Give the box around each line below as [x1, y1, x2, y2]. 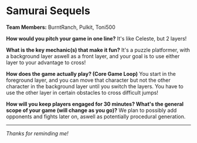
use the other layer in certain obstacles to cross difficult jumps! [6, 89, 158, 96]
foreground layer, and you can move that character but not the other [6, 77, 171, 84]
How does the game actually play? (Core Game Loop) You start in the [6, 70, 176, 77]
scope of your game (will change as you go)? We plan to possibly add [6, 107, 177, 114]
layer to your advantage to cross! [6, 59, 86, 66]
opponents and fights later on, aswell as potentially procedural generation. [6, 113, 186, 120]
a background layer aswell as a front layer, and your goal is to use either [6, 52, 180, 59]
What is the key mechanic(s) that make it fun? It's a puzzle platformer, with [6, 46, 191, 54]
